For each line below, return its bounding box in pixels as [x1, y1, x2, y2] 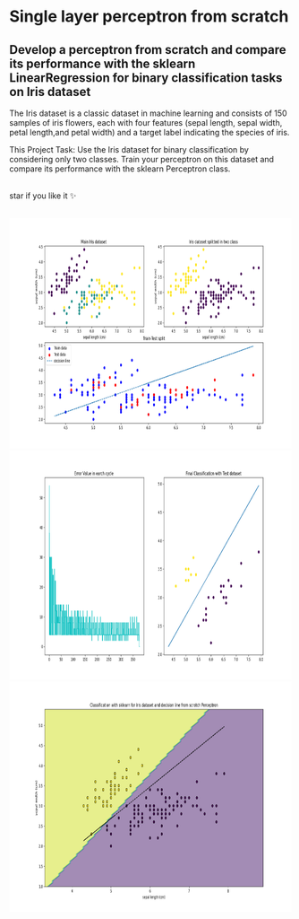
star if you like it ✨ [9, 190, 77, 201]
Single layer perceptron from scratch [9, 6, 289, 27]
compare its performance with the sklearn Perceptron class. [9, 163, 231, 174]
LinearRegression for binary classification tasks [9, 70, 283, 85]
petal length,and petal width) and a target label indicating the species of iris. [9, 127, 290, 137]
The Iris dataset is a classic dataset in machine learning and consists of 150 [9, 108, 288, 118]
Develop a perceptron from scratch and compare [9, 42, 286, 57]
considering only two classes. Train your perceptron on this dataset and [9, 154, 275, 164]
